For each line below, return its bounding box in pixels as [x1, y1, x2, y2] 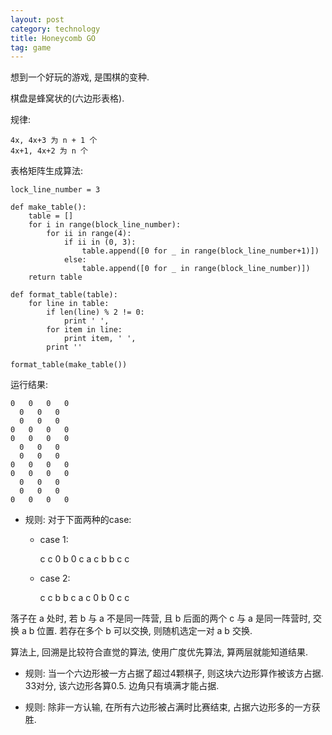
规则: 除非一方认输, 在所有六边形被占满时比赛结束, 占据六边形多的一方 [24, 701, 312, 713]
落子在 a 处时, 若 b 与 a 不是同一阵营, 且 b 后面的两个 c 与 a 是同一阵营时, [10, 612, 311, 625]
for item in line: [46, 325, 123, 335]
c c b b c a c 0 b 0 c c [39, 592, 130, 604]
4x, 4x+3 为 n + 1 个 [10, 136, 98, 146]
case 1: [39, 534, 69, 546]
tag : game [10, 42, 52, 53]
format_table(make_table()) [10, 360, 128, 370]
